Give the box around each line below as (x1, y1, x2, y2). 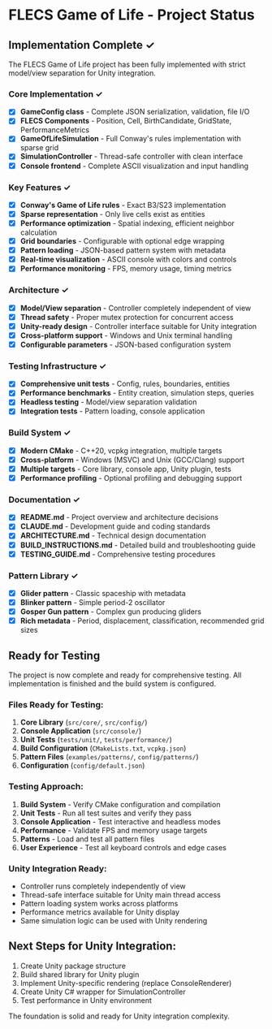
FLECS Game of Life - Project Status (8, 6, 256, 24)
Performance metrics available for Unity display (19, 907, 180, 917)
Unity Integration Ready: (8, 863, 107, 874)
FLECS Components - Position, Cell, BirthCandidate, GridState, (19, 116, 232, 126)
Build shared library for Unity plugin (19, 969, 140, 979)
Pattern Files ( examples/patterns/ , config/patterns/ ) (19, 752, 199, 762)
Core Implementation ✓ (8, 88, 103, 99)
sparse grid (19, 143, 59, 153)
